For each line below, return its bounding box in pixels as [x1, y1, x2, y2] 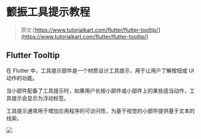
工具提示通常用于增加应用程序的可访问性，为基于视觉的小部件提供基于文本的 [6, 107, 195, 114]
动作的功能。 [6, 74, 38, 81]
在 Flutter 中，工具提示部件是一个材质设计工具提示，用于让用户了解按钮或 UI [6, 67, 194, 74]
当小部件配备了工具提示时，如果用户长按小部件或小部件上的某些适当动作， [6, 87, 190, 94]
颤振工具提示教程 [6, 5, 91, 19]
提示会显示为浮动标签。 [11, 94, 69, 101]
